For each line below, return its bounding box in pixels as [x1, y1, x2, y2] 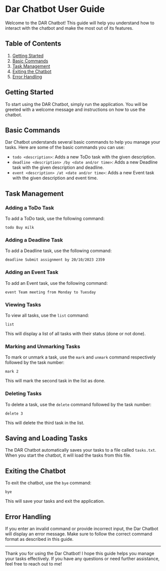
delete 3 [5, 411, 23, 416]
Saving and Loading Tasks [5, 434, 88, 442]
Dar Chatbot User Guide [5, 3, 105, 15]
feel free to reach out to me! [5, 561, 62, 567]
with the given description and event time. [12, 175, 98, 181]
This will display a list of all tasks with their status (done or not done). [5, 330, 146, 336]
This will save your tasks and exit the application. [5, 498, 105, 504]
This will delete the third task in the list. [5, 419, 85, 425]
